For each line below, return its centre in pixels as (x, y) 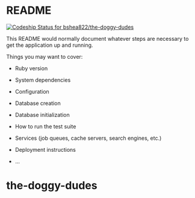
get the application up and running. (50, 45)
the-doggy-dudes (52, 186)
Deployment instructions (45, 149)
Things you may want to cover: (45, 56)
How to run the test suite (45, 126)
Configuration (32, 91)
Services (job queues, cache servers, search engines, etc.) (88, 138)
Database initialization (42, 115)
